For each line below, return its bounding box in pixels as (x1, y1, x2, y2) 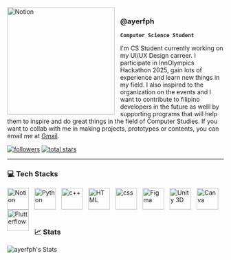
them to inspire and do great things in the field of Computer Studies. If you (7, 117, 218, 126)
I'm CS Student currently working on (120, 44, 223, 52)
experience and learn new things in (120, 74, 220, 82)
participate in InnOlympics (120, 58, 195, 67)
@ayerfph (120, 17, 155, 26)
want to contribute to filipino (120, 96, 201, 104)
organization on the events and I (120, 88, 212, 96)
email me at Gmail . (7, 132, 60, 140)
